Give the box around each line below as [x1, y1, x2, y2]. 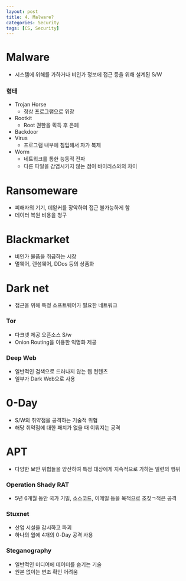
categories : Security [6, 20, 60, 25]
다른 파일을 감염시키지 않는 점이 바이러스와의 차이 [23, 163, 138, 170]
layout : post [6, 8, 38, 15]
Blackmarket [6, 233, 70, 246]
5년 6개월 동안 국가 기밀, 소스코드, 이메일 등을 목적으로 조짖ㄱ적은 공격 [14, 495, 177, 502]
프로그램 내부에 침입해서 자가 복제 [23, 141, 102, 149]
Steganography [6, 547, 52, 555]
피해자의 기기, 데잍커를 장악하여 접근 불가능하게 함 [14, 204, 130, 211]
